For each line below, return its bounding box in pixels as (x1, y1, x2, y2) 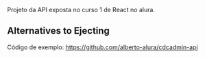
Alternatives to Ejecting (7, 25, 110, 36)
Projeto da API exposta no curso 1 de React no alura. (7, 6, 156, 13)
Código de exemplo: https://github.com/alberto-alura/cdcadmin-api (7, 43, 198, 51)
